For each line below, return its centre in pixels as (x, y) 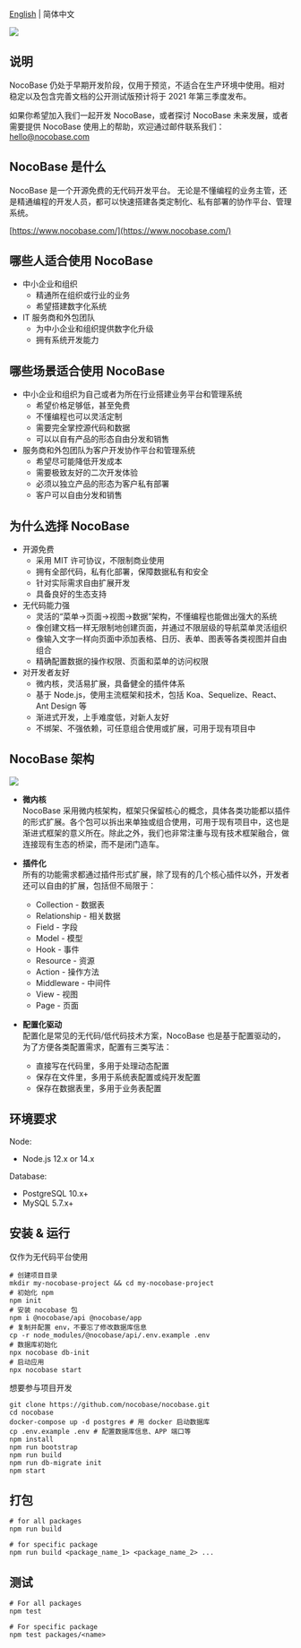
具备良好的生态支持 (71, 594)
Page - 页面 (57, 1005)
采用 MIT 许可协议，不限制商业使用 (100, 561)
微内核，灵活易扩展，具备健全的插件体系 (110, 683)
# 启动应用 (27, 1362)
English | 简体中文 (42, 14)
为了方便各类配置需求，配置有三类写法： (97, 1046)
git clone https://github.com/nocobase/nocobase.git (110, 1404)
